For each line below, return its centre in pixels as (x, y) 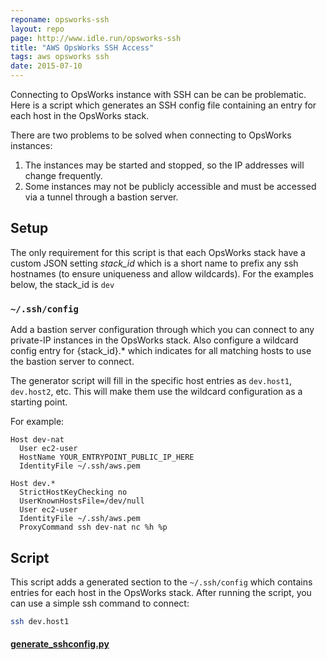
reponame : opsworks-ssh (60, 19)
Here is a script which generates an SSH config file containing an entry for (163, 105)
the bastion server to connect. (72, 362)
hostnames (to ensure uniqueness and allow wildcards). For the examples (162, 273)
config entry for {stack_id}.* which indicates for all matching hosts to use (161, 351)
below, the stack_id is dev (62, 284)
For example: (37, 422)
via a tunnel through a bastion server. (101, 197)
